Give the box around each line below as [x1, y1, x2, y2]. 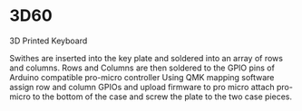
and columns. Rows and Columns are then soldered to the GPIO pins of [9, 62, 275, 73]
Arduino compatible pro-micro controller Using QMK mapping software [9, 71, 275, 82]
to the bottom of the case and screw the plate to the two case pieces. [33, 91, 293, 102]
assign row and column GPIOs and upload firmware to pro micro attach [9, 81, 275, 92]
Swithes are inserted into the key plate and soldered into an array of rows [9, 52, 284, 63]
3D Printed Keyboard [9, 35, 88, 46]
